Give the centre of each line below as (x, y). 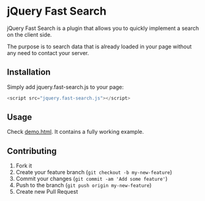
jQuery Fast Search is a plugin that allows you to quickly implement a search (103, 28)
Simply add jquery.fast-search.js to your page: (65, 87)
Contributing (32, 151)
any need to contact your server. (48, 53)
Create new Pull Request (47, 192)
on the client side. (29, 34)
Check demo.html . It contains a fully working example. (76, 132)
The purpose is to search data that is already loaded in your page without (99, 46)
